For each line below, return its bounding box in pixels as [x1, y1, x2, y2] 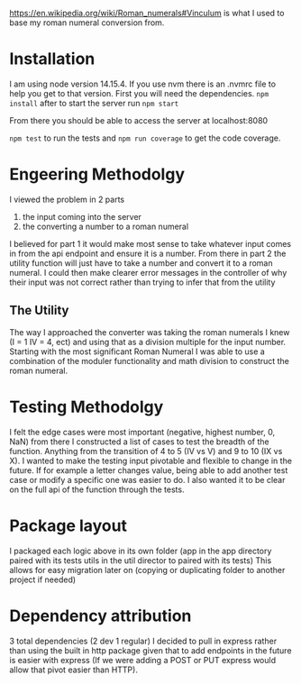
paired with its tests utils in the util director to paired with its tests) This [9, 554, 272, 566]
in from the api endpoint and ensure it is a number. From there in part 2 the [9, 248, 287, 259]
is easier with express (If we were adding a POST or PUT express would [9, 654, 277, 665]
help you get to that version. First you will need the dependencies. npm [9, 87, 269, 98]
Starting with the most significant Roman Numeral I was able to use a [9, 346, 266, 357]
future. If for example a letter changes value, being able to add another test [9, 464, 288, 476]
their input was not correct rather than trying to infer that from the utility [9, 277, 276, 287]
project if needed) [9, 574, 77, 585]
